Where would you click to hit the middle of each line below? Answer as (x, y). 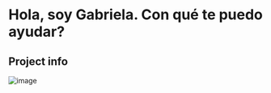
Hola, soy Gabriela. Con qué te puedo (135, 15)
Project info (38, 61)
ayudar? (37, 32)
